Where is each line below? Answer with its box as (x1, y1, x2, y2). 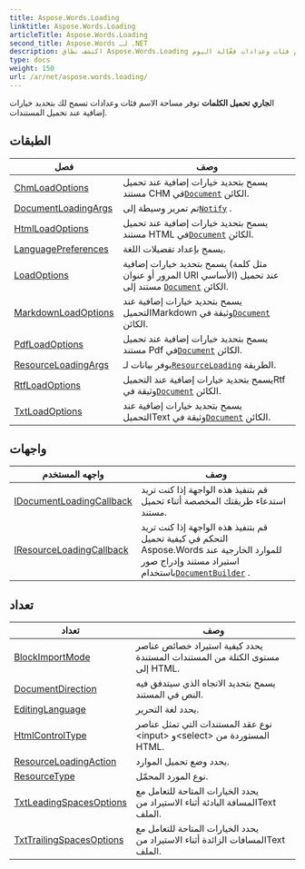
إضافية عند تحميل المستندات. (9, 106, 107, 118)
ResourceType (14, 770, 75, 783)
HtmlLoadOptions (14, 222, 89, 234)
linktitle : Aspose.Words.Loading (9, 22, 136, 31)
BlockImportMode (14, 651, 91, 664)
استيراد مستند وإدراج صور (141, 555, 241, 568)
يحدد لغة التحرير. (135, 703, 200, 716)
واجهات (9, 441, 47, 457)
